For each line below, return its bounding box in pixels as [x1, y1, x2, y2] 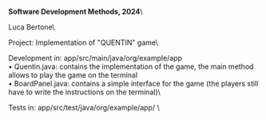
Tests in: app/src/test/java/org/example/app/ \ [8, 103, 160, 112]
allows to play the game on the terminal [8, 70, 138, 79]
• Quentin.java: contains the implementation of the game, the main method [8, 62, 254, 71]
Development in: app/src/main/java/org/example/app [8, 54, 182, 62]
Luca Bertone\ [8, 22, 55, 31]
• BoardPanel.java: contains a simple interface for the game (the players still [8, 79, 259, 88]
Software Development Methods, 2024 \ [8, 7, 143, 16]
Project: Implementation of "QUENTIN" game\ [8, 38, 158, 47]
